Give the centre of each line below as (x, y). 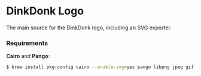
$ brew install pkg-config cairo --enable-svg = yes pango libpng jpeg (95, 67)
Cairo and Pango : (28, 56)
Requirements (27, 43)
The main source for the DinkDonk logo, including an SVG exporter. (89, 28)
